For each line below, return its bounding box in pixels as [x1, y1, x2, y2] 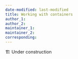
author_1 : [5, 16, 26, 21]
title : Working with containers [5, 12, 73, 17]
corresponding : [5, 35, 37, 40]
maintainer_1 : [5, 26, 35, 31]
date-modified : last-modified [5, 7, 69, 12]
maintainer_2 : [5, 30, 35, 35]
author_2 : [5, 21, 26, 26]
